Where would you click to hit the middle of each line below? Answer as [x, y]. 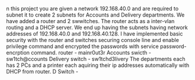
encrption [18, 52]
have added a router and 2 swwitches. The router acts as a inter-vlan [90, 21]
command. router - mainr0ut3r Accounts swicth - [91, 52]
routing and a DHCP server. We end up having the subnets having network [97, 27]
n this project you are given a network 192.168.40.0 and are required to [92, 9]
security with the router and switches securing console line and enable [93, 40]
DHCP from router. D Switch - [42, 71]
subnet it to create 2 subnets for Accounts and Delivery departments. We [95, 15]
